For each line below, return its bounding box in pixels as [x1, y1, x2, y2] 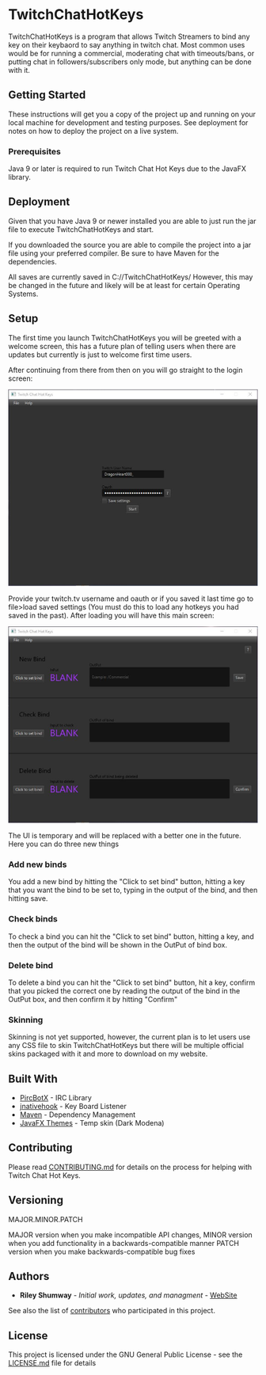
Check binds [8, 914, 58, 925]
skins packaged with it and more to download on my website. [8, 1049, 208, 1058]
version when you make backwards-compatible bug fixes [8, 1247, 196, 1256]
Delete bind [8, 959, 54, 970]
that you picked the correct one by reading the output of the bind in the [8, 986, 241, 995]
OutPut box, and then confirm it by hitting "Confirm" [8, 994, 178, 1004]
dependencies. [8, 256, 57, 266]
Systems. [8, 289, 39, 298]
